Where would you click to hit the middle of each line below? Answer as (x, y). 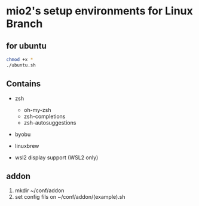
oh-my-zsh (37, 110)
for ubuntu (26, 46)
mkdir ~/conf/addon (39, 190)
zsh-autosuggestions (50, 122)
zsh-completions (45, 116)
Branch (25, 24)
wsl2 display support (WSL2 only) (56, 157)
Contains (23, 84)
